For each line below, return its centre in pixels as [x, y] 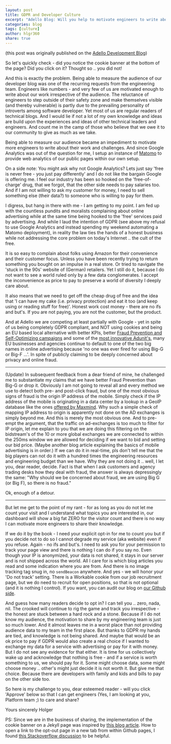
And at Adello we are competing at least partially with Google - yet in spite [83, 321]
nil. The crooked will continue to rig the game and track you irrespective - [82, 608]
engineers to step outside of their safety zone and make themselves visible [84, 100]
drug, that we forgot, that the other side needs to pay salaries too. [91, 185]
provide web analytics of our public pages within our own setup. [73, 158]
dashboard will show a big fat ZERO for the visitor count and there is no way [85, 518]
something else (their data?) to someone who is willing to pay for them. [80, 195]
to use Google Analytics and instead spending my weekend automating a [82, 227]
